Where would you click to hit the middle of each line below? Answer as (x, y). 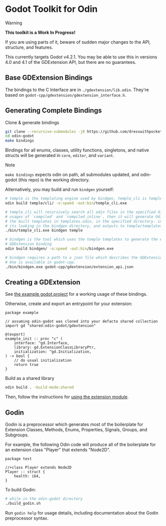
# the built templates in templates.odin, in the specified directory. (80, 221)
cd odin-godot (20, 136)
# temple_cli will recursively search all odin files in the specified (80, 212)
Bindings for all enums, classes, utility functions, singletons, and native (77, 150)
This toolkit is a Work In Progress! (40, 32)
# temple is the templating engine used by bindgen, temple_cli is (76, 199)
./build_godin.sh (23, 503)
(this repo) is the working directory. (54, 180)
